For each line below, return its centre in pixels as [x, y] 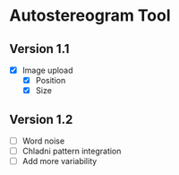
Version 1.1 [39, 49]
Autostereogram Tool [90, 16]
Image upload [47, 70]
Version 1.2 [41, 119]
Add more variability [60, 162]
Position [51, 81]
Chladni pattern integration [72, 151]
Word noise [43, 141]
